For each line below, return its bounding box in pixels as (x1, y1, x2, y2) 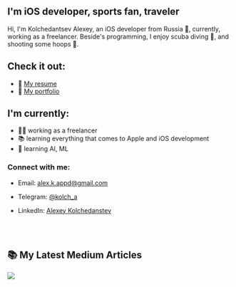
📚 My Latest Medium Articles (7, 249, 143, 261)
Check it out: (7, 61, 66, 73)
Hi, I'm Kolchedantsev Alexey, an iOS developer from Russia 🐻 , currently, (7, 24, 221, 33)
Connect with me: (7, 162, 71, 172)
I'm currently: (7, 108, 70, 120)
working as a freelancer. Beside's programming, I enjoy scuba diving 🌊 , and (7, 32, 230, 41)
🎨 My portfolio (17, 87, 60, 95)
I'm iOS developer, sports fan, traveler (7, 6, 180, 18)
